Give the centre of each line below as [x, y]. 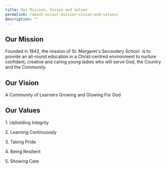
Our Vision [22, 83]
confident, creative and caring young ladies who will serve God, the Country [83, 62]
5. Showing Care [22, 161]
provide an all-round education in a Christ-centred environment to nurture [81, 57]
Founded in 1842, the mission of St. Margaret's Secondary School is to [78, 51]
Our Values [23, 110]
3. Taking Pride [21, 142]
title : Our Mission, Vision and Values [46, 10]
